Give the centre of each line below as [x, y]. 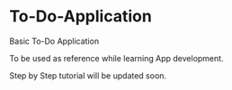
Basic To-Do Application [54, 41]
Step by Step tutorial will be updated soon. [88, 75]
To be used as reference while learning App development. [116, 58]
